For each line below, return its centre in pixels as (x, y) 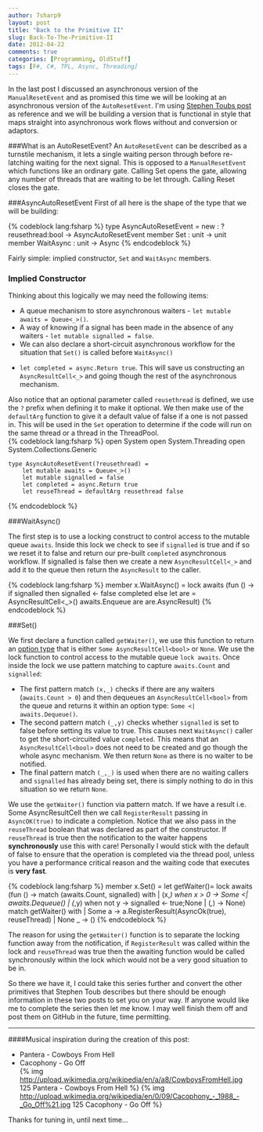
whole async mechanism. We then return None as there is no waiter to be (136, 756)
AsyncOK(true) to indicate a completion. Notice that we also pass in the (122, 821)
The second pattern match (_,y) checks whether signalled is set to (129, 722)
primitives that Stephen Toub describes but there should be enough (117, 992)
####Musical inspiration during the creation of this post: (99, 1039)
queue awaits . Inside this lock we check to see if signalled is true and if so (129, 545)
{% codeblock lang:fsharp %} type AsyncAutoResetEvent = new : (113, 226)
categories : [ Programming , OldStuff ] (70, 60)
